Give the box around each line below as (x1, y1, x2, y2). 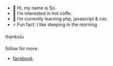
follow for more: (5, 46, 39, 51)
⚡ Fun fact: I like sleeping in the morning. (12, 21, 98, 28)
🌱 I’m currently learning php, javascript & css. (12, 16, 108, 21)
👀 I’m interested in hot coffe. (12, 10, 72, 16)
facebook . (12, 55, 34, 61)
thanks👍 (5, 34, 24, 39)
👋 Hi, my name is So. (12, 5, 56, 11)
